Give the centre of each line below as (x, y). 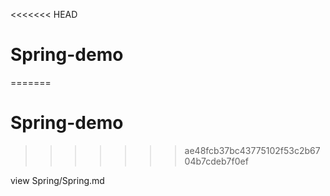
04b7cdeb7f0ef (216, 161)
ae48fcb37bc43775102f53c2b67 (252, 150)
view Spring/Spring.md (57, 180)
